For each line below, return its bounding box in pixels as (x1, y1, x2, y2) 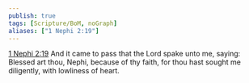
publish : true (8, 11, 57, 20)
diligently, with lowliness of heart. (8, 66, 120, 76)
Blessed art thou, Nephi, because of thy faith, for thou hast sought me (8, 57, 241, 67)
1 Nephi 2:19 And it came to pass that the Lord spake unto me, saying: (8, 49, 241, 59)
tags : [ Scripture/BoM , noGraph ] (8, 19, 117, 27)
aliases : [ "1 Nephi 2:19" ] (8, 27, 99, 35)
